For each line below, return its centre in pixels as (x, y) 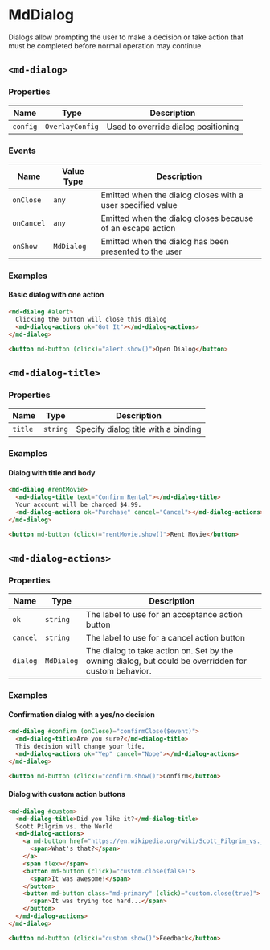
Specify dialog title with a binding (139, 429)
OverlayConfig (72, 126)
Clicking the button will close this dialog (91, 319)
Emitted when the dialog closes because (177, 218)
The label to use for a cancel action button (165, 638)
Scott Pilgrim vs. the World (64, 826)
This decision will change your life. (81, 747)
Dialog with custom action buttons (67, 794)
